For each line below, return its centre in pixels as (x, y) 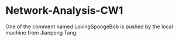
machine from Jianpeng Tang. (42, 32)
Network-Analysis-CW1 (64, 11)
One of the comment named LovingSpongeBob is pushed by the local (89, 26)
